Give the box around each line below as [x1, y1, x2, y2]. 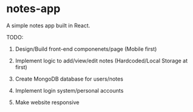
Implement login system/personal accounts [15, 87, 124, 94]
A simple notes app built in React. [6, 22, 90, 29]
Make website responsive [15, 99, 80, 106]
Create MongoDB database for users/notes [15, 75, 124, 82]
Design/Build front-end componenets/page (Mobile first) [15, 45, 157, 53]
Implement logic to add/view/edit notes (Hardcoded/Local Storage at [15, 57, 188, 64]
